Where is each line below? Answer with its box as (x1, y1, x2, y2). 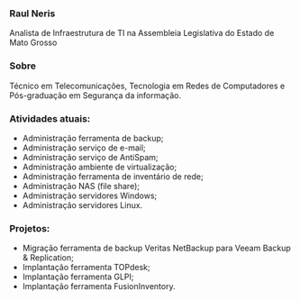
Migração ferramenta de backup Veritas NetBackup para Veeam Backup (22, 242, 291, 254)
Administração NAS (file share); (22, 180, 140, 191)
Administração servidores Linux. (22, 199, 143, 210)
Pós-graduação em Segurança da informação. (9, 89, 182, 101)
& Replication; (22, 252, 74, 263)
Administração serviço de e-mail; (22, 142, 146, 153)
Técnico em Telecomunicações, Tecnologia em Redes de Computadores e (9, 80, 286, 91)
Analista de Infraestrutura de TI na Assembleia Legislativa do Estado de (9, 28, 275, 39)
